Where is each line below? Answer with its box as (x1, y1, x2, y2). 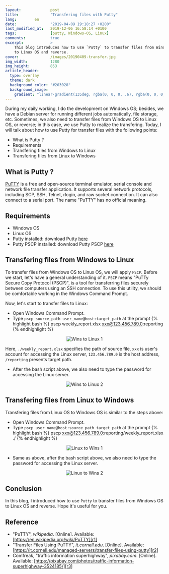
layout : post (5, 7, 59, 13)
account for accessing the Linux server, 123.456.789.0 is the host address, (5, 351, 160, 357)
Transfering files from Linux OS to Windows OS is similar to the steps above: (5, 409, 163, 415)
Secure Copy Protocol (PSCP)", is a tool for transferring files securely (5, 279, 149, 285)
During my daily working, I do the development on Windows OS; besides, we (5, 105, 164, 111)
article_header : (5, 69, 39, 74)
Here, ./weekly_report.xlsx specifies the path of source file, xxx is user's (5, 346, 158, 352)
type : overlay (10, 73, 39, 78)
